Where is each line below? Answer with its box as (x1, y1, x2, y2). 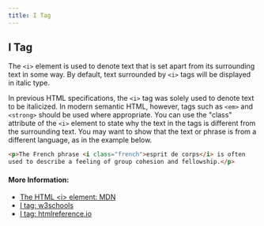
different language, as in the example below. (8, 135, 153, 145)
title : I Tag (8, 11, 51, 20)
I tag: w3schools (19, 201, 74, 210)
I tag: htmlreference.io (19, 209, 92, 219)
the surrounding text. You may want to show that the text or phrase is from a (8, 127, 257, 136)
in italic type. (8, 78, 50, 87)
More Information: (8, 175, 70, 184)
